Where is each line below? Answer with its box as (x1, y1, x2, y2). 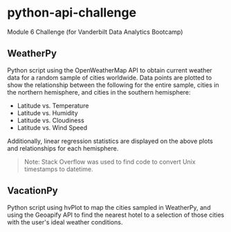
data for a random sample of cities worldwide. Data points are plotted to (7, 73, 212, 81)
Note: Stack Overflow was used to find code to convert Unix (24, 157, 196, 166)
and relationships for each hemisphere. (7, 144, 119, 153)
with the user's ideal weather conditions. (7, 217, 123, 226)
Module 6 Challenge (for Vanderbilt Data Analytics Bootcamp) (7, 28, 183, 36)
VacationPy (7, 185, 58, 197)
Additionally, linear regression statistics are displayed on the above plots (7, 137, 213, 145)
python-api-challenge (7, 5, 137, 21)
